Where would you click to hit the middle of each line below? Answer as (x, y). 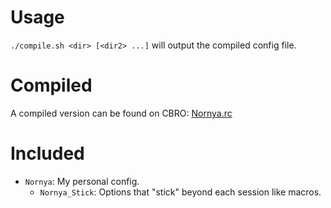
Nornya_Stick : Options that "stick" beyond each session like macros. (180, 192)
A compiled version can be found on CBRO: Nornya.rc (121, 113)
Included (47, 153)
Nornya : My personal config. (82, 181)
